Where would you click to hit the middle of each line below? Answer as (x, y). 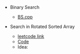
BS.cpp (25, 17)
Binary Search (25, 7)
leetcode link (31, 36)
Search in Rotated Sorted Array (42, 26)
